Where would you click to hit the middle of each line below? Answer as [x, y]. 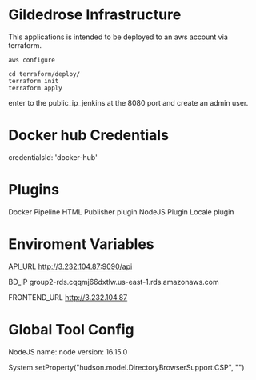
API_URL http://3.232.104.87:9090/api [70, 266]
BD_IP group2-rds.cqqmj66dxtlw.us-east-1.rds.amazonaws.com [114, 282]
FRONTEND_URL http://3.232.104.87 [68, 297]
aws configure [32, 60]
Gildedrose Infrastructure [95, 15]
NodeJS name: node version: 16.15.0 [68, 352]
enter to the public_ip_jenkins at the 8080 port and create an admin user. [128, 102]
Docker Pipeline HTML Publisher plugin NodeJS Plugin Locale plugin [121, 212]
